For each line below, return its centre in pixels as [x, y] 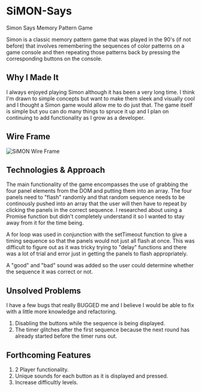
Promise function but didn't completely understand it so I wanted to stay [95, 216]
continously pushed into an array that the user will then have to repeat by [97, 204]
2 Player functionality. [42, 369]
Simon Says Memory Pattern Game [49, 28]
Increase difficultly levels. [46, 382]
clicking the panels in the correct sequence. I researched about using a [94, 210]
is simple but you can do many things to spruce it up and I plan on [88, 111]
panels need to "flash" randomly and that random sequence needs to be [95, 198]
